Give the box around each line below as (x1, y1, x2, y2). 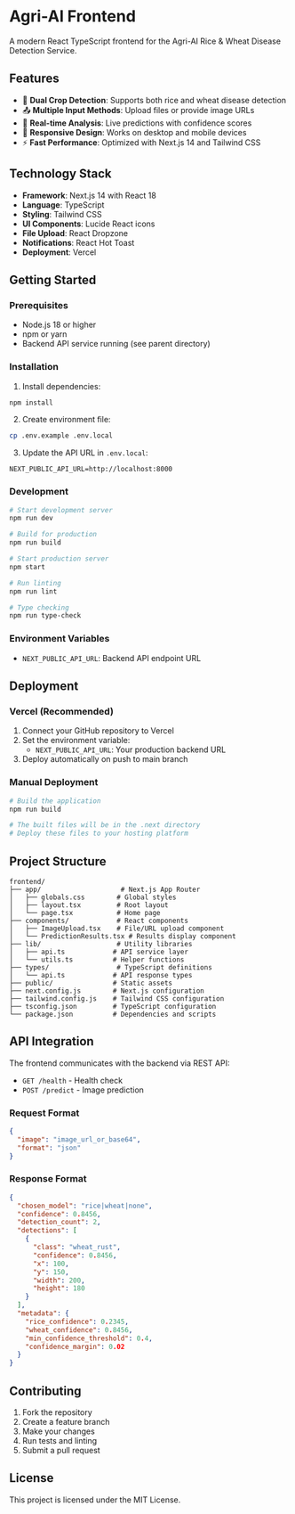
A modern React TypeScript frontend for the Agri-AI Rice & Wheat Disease (9, 36, 282, 46)
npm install (9, 398, 53, 407)
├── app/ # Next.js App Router (9, 885, 201, 894)
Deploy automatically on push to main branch (21, 754, 188, 765)
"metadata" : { (17, 1309, 69, 1318)
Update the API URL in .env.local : (21, 447, 148, 458)
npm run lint (9, 586, 58, 596)
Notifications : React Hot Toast (21, 237, 135, 248)
